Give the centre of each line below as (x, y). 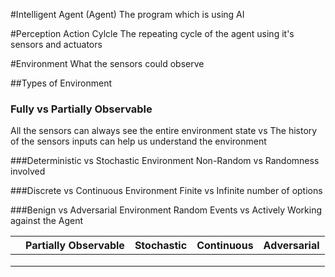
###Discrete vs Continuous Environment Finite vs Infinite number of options (166, 191)
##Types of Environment (61, 83)
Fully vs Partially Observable (81, 109)
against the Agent (47, 221)
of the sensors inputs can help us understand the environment (138, 141)
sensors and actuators (56, 44)
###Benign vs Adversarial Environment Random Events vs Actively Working (166, 210)
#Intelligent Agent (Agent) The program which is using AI (127, 14)
